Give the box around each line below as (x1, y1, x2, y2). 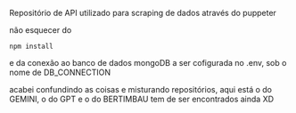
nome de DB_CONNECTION (9, 67, 111, 77)
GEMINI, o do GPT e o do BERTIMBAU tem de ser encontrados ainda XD (9, 93, 275, 104)
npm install (9, 42, 53, 51)
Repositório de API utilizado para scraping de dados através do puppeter (9, 8, 276, 18)
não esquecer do (9, 25, 72, 35)
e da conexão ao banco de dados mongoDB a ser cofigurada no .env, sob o (9, 58, 287, 68)
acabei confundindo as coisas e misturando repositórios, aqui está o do (9, 85, 272, 94)
